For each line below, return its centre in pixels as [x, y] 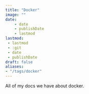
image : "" [16, 15]
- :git [14, 48]
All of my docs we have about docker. [45, 86]
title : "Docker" [22, 10]
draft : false [19, 62]
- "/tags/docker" [24, 72]
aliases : [14, 67]
